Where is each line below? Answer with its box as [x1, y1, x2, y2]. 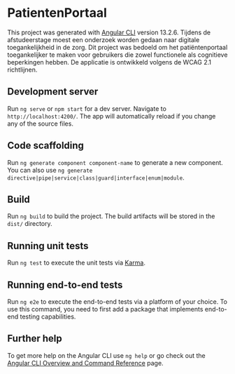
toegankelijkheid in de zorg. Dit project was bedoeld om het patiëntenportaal [7, 43, 228, 51]
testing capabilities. [20, 312, 76, 321]
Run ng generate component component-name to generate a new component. [7, 158, 224, 166]
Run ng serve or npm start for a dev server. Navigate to [7, 104, 166, 113]
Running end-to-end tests [7, 279, 123, 290]
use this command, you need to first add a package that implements [7, 305, 204, 313]
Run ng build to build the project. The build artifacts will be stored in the [7, 212, 215, 220]
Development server [7, 86, 99, 98]
